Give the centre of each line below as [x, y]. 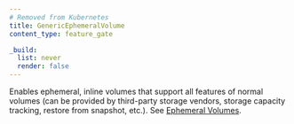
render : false [43, 66]
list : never [40, 58]
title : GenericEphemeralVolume [67, 26]
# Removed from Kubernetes [59, 17]
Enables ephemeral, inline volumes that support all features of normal [136, 91]
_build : [24, 50]
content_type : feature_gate [61, 34]
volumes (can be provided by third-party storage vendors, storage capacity [147, 101]
